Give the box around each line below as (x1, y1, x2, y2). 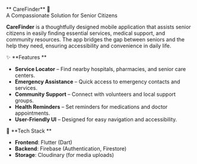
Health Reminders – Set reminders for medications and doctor (14, 104, 168, 110)
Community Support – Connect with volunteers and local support (14, 91, 176, 98)
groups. (14, 97, 34, 104)
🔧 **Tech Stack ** (6, 127, 52, 134)
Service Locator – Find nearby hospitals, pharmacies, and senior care (14, 66, 186, 72)
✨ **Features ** (6, 54, 47, 60)
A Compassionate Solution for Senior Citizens (6, 12, 117, 19)
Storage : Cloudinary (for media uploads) (14, 152, 115, 158)
